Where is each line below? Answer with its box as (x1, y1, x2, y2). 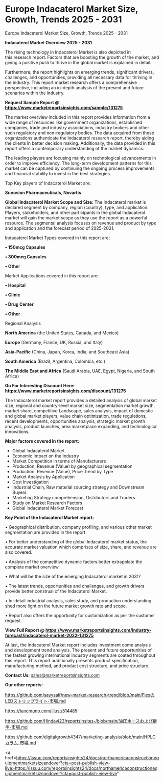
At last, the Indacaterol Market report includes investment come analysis (5, 642, 151, 647)
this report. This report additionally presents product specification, (5, 657, 140, 663)
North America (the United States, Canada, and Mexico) (5, 330, 119, 336)
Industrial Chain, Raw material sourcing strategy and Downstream (12, 484, 144, 490)
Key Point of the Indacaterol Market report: (5, 514, 94, 520)
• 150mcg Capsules (5, 244, 46, 250)
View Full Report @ (5, 627, 45, 633)
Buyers (12, 489, 27, 495)
